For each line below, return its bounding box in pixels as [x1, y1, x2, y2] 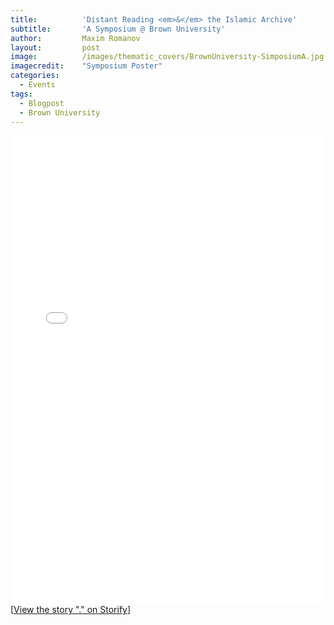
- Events [19, 80, 56, 90]
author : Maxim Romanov [10, 33, 141, 43]
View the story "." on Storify [13, 604, 128, 616]
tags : [10, 89, 33, 99]
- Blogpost [19, 98, 65, 108]
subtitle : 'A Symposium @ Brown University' [10, 24, 226, 34]
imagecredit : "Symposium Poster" [10, 61, 163, 71]
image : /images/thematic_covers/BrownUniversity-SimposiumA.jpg [10, 52, 325, 62]
